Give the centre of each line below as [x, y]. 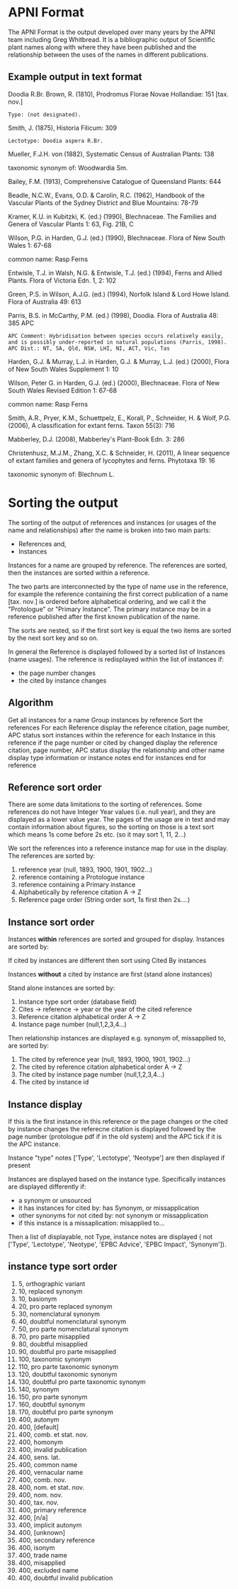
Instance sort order [51, 922]
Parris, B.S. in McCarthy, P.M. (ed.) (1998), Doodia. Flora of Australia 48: [113, 315]
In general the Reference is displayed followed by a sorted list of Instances [117, 651]
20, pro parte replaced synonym [65, 1306]
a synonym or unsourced [55, 1200]
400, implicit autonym [50, 1525]
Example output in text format [75, 77]
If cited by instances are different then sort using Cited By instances [107, 961]
